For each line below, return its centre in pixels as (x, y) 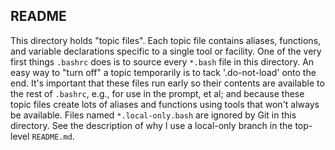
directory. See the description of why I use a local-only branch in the (151, 125)
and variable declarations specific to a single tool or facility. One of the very (166, 51)
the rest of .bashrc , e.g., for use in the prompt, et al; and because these (157, 93)
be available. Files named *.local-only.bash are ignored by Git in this (153, 115)
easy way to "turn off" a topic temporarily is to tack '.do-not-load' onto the (163, 72)
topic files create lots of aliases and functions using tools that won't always (165, 104)
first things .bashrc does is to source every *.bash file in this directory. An (162, 61)
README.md (52, 137)
